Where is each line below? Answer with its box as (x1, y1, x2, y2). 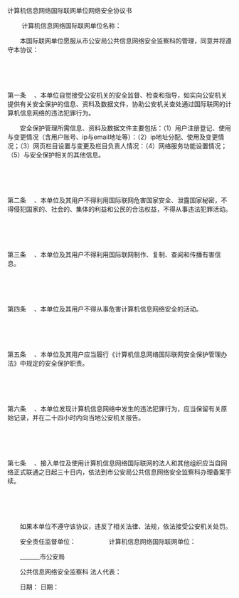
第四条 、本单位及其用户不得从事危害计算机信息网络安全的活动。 (7, 305, 203, 313)
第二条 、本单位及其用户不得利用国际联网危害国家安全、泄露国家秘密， (7, 196, 221, 205)
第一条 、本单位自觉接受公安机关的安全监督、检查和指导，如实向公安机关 (7, 91, 228, 99)
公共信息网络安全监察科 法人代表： (19, 567, 122, 576)
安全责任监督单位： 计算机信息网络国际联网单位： (19, 537, 196, 545)
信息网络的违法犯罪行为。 (19, 109, 95, 117)
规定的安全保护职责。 (26, 359, 89, 367)
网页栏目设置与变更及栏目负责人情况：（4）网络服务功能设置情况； (33, 142, 228, 150)
